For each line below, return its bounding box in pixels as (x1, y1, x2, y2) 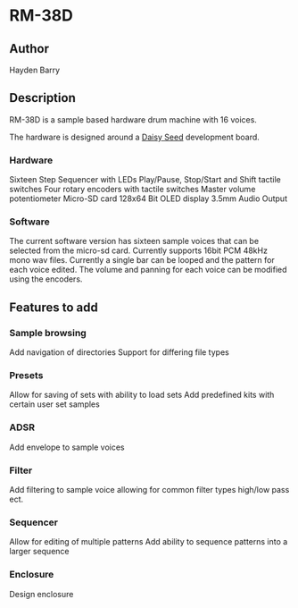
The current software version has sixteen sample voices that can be (9, 236, 260, 247)
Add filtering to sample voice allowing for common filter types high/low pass (9, 484, 290, 494)
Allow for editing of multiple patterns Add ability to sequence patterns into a (9, 536, 288, 547)
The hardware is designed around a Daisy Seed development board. (9, 131, 261, 142)
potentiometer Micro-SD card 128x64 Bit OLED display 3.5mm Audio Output (9, 193, 288, 204)
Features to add (9, 300, 98, 315)
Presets (9, 369, 44, 382)
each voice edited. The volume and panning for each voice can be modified (9, 265, 287, 275)
